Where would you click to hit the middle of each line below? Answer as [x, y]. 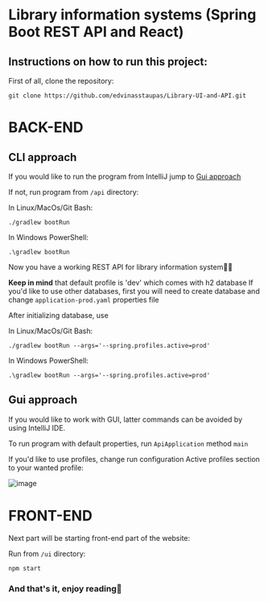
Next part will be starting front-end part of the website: [99, 538]
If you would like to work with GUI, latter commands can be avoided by [126, 419]
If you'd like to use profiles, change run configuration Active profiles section [134, 459]
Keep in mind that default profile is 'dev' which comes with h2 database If [131, 282]
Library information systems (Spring [132, 15]
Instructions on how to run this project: [108, 62]
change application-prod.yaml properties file [84, 300]
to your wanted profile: [46, 468]
